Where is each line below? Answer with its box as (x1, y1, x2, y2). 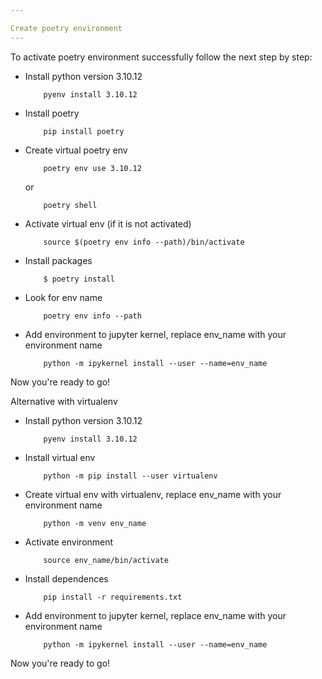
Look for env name (24, 291, 103, 303)
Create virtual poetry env (24, 144, 128, 156)
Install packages (24, 254, 93, 266)
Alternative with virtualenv (10, 395, 118, 407)
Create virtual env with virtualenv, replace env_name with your (24, 488, 282, 500)
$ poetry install (43, 274, 115, 284)
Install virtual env (24, 451, 96, 463)
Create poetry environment (10, 23, 123, 33)
